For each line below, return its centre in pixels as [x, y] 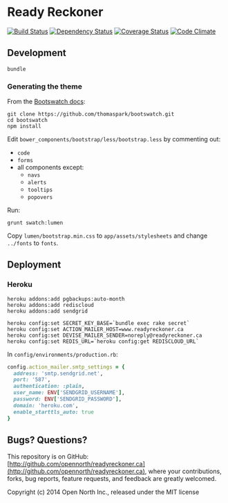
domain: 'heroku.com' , [46, 405]
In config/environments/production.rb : [63, 354]
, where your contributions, [183, 471]
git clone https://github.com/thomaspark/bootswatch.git [91, 114]
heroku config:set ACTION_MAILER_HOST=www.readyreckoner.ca [96, 329]
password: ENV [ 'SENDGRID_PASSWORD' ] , [68, 399]
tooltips [40, 190]
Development [37, 53]
